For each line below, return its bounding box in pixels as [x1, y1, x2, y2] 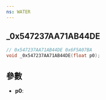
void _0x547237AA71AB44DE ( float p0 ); [6, 52, 101, 59]
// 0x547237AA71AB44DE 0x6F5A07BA [6, 47, 93, 53]
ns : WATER [6, 8, 31, 15]
